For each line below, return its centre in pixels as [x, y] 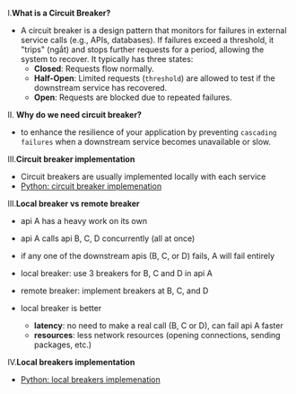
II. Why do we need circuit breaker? [74, 115]
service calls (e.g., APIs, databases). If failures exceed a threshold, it [147, 40]
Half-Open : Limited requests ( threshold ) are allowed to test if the [154, 78]
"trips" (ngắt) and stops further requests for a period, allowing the [142, 49]
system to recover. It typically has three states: [107, 59]
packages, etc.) [63, 345]
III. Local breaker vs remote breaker [74, 203]
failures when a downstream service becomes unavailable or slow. [146, 142]
